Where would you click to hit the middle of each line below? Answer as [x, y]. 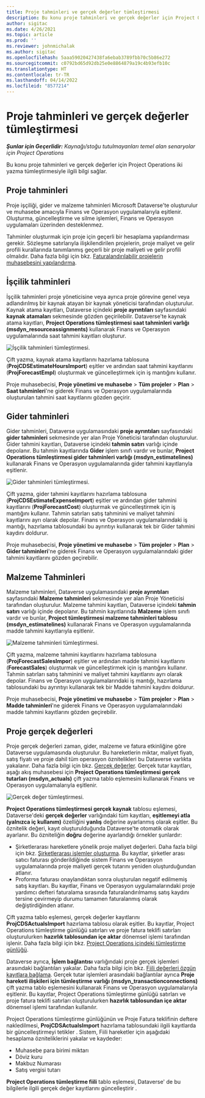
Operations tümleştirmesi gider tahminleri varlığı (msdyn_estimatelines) [100, 457]
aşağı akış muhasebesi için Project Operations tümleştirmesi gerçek [93, 772]
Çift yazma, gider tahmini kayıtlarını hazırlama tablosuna [77, 494]
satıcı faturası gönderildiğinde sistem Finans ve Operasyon [89, 860]
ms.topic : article [30, 35]
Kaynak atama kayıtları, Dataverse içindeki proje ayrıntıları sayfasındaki [96, 309]
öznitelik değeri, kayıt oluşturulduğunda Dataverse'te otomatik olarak [93, 828]
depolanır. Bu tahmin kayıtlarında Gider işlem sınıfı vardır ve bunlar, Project [100, 451]
